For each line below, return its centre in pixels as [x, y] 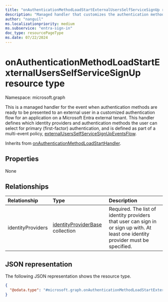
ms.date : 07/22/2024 [27, 38]
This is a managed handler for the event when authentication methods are [81, 107]
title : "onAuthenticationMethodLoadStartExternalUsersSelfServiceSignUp [82, 10]
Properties [22, 159]
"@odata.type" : [25, 290]
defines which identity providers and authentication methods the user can [81, 123]
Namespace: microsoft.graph [35, 97]
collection [64, 231]
